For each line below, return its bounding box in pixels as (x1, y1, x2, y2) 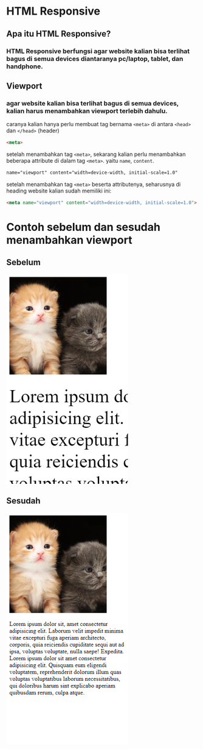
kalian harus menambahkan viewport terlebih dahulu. (6, 107, 168, 115)
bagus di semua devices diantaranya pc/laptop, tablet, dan (6, 54, 184, 63)
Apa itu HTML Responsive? (6, 29, 111, 39)
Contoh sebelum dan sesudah (6, 221, 161, 234)
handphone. (6, 62, 44, 71)
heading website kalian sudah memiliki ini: (6, 187, 112, 194)
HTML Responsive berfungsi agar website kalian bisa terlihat (6, 47, 190, 55)
